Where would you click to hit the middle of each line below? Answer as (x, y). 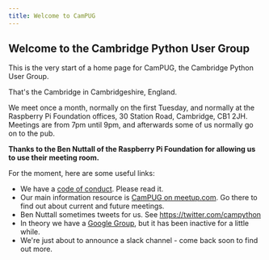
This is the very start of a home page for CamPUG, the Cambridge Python (131, 68)
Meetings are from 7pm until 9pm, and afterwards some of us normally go (131, 125)
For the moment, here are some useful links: (82, 174)
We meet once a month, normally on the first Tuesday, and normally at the (132, 108)
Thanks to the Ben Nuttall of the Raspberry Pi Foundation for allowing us (132, 149)
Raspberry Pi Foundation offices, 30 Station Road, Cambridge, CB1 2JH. (128, 116)
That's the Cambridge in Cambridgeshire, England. (93, 92)
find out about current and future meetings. (92, 206)
